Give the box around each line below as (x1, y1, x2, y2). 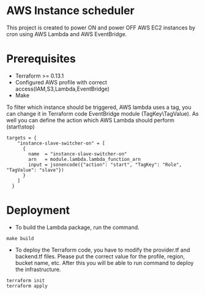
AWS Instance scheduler (6, 4, 135, 18)
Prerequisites (6, 52, 76, 66)
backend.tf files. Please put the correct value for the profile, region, (15, 252, 185, 260)
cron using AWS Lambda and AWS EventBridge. (6, 30, 127, 37)
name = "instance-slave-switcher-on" (28, 151, 127, 157)
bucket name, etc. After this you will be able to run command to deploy (15, 259, 194, 266)
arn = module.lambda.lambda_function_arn (28, 156, 141, 162)
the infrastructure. (15, 266, 61, 273)
